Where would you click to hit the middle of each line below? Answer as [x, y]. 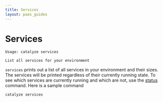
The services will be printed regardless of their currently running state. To [81, 75]
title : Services [22, 10]
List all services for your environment [48, 61]
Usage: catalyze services [32, 52]
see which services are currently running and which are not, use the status [81, 80]
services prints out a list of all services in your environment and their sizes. [82, 70]
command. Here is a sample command [45, 86]
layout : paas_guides [27, 14]
